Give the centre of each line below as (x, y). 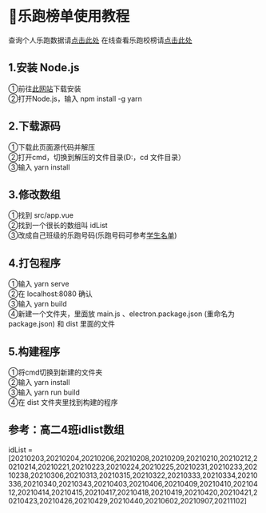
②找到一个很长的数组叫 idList (58, 226)
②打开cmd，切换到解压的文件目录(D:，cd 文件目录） (97, 157)
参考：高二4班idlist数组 (66, 430)
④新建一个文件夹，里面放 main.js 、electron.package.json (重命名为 (122, 314)
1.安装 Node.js (44, 68)
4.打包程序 (35, 263)
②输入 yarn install (39, 382)
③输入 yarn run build (44, 392)
